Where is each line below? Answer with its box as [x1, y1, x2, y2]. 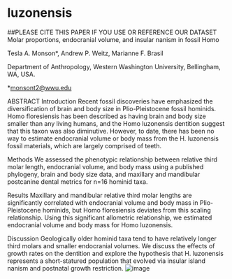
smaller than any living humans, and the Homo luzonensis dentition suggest [7, 119, 225, 127]
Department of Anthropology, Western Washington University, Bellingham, [7, 62, 222, 71]
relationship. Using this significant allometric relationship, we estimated [7, 213, 212, 222]
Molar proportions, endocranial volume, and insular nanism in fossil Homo [7, 35, 219, 43]
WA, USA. [7, 70, 36, 78]
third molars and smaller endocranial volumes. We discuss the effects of [7, 241, 215, 250]
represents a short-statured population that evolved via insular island [7, 257, 206, 265]
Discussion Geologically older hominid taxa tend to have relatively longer [7, 234, 217, 243]
